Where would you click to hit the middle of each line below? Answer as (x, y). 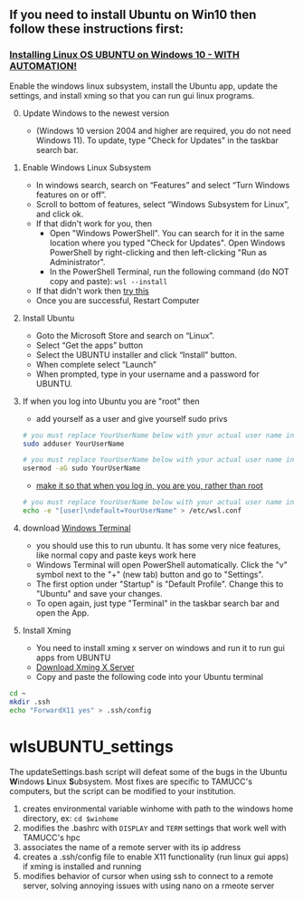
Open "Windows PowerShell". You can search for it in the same (167, 233)
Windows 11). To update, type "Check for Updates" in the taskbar (157, 140)
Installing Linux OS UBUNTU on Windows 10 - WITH (124, 55)
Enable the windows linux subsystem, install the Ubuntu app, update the (144, 86)
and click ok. (60, 214)
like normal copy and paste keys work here (116, 555)
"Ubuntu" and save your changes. (99, 593)
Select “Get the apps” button (90, 345)
